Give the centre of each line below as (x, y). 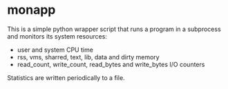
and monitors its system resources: (57, 36)
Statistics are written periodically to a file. (66, 77)
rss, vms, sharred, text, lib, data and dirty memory (88, 57)
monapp (31, 10)
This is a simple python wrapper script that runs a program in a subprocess (114, 29)
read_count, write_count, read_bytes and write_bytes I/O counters (111, 64)
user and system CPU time (55, 50)
